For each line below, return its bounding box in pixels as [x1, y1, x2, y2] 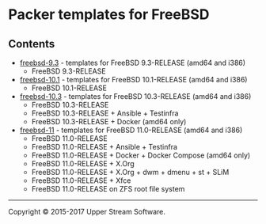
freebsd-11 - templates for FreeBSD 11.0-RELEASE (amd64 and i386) [19, 125, 243, 135]
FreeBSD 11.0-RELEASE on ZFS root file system [31, 184, 185, 193]
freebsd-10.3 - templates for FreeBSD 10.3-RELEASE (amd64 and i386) [19, 92, 252, 101]
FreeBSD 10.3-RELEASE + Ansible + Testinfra [31, 108, 179, 118]
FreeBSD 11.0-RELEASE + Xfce [31, 176, 131, 185]
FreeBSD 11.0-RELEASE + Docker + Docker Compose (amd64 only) [31, 150, 251, 160]
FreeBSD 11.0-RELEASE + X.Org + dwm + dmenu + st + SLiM [31, 168, 230, 177]
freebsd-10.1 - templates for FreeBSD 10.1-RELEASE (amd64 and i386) [19, 75, 248, 84]
